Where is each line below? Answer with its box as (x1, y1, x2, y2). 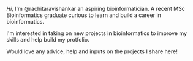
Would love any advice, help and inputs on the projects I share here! (6, 48, 178, 55)
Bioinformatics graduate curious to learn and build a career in (6, 11, 161, 19)
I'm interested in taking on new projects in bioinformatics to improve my (6, 30, 187, 37)
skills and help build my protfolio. (6, 36, 90, 43)
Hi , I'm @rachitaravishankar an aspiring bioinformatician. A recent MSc (6, 5, 186, 12)
